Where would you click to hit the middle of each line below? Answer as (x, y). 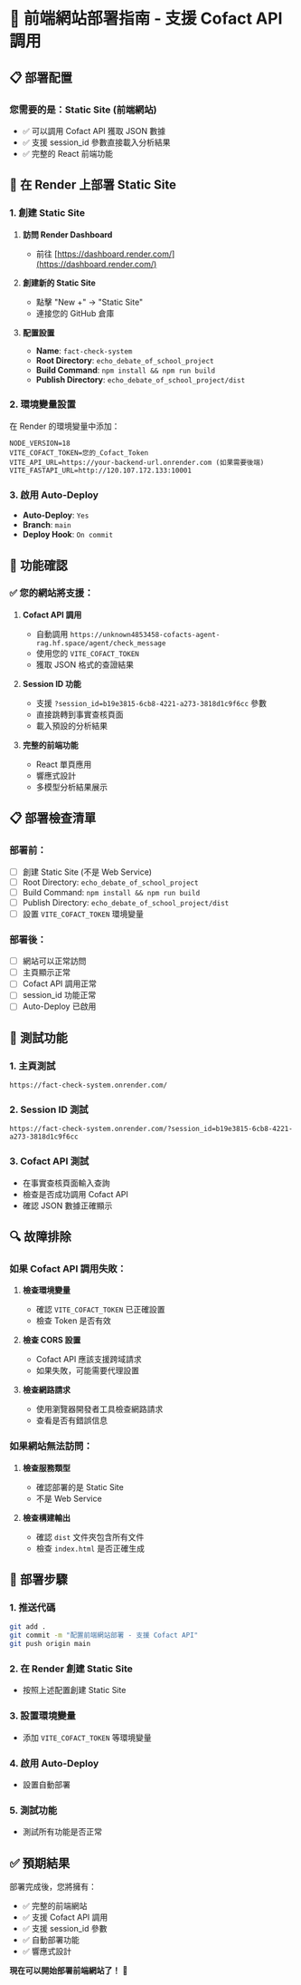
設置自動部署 (46, 1784)
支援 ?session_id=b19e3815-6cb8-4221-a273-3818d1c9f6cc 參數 (151, 702)
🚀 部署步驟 (38, 1579)
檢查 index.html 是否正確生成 (90, 1548)
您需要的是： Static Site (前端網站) (83, 110)
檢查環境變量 (46, 1290)
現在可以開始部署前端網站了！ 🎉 (69, 1970)
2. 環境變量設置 (43, 404)
